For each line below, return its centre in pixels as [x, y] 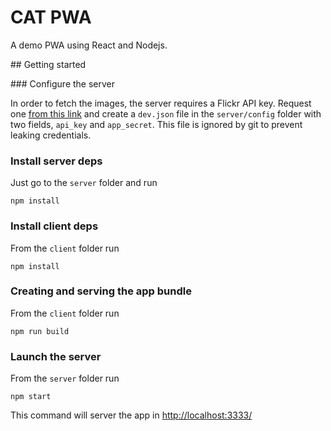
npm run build [40, 331]
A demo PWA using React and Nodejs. [89, 45]
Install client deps [54, 226]
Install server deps [56, 161]
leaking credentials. [51, 135]
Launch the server [56, 356]
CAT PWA [51, 17]
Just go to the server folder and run [84, 183]
